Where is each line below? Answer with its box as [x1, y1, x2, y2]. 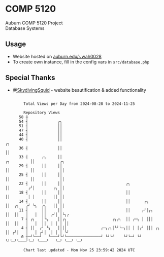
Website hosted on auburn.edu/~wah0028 [12, 53, 102, 59]
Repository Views [23, 110, 60, 115]
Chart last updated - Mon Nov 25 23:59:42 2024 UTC [23, 247, 136, 252]
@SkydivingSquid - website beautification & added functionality [12, 87, 146, 93]
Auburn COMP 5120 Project [5, 20, 63, 26]
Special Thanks [5, 74, 55, 82]
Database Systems [5, 25, 45, 31]
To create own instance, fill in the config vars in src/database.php [12, 59, 150, 65]
